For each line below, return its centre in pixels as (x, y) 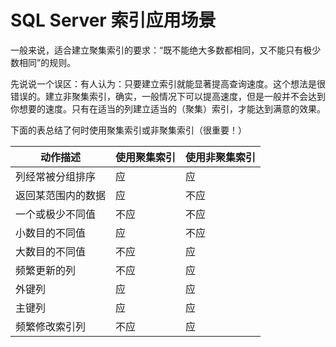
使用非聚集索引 (221, 157)
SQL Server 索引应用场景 (113, 20)
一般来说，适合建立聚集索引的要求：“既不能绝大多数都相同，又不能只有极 (161, 50)
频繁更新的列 (46, 270)
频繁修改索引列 (51, 326)
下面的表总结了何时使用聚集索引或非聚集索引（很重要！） (128, 130)
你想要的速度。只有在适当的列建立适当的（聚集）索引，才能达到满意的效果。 (168, 108)
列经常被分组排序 (56, 176)
